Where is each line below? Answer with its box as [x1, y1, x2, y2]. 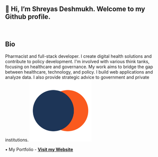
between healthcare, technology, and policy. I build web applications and [5, 69, 153, 75]
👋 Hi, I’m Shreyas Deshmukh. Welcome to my [5, 5, 145, 13]
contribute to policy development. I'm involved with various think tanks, [5, 58, 150, 64]
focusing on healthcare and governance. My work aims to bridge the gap [5, 64, 154, 70]
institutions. [5, 137, 29, 143]
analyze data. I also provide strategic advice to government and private [5, 74, 150, 80]
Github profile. [5, 13, 51, 21]
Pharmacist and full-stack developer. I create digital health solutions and [5, 53, 152, 59]
